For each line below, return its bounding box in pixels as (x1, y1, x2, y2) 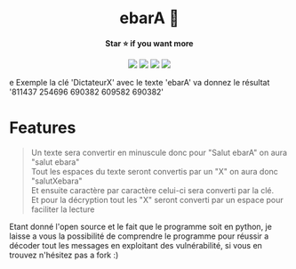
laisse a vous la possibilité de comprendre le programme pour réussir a (9, 231, 269, 241)
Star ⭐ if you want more (105, 37, 194, 48)
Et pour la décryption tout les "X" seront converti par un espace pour (30, 194, 284, 205)
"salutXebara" (30, 175, 83, 186)
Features (9, 118, 76, 138)
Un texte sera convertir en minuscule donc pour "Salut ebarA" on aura (30, 147, 287, 158)
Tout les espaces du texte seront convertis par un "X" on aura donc (30, 166, 278, 176)
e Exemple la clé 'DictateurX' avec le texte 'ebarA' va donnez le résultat (9, 77, 270, 87)
